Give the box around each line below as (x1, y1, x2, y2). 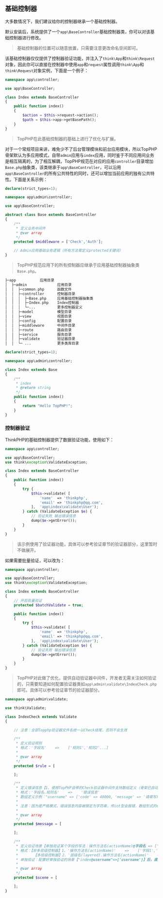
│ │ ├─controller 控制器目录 (5, 291, 76, 296)
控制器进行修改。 (9, 34, 44, 40)
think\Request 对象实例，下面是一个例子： (5, 67, 89, 73)
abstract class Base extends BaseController (5, 213, 97, 217)
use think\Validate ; (5, 705, 47, 710)
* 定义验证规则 (16, 741, 42, 746)
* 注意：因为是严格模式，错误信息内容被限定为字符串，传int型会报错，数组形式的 (16, 803, 157, 808)
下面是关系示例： (13, 176, 48, 182)
